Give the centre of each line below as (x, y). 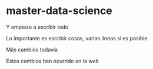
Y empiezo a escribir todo (37, 27)
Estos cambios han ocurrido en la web (52, 61)
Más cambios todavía (32, 49)
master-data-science (59, 11)
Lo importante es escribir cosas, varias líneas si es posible (77, 38)
